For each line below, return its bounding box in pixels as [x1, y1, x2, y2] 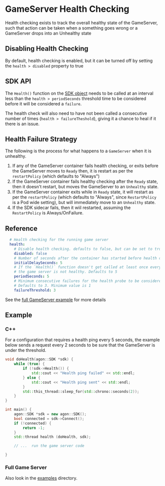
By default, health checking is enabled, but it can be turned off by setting [5, 58, 153, 64]
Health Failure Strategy [5, 135, 78, 143]
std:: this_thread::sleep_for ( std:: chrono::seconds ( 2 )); [23, 389, 139, 394]
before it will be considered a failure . [5, 101, 82, 106]
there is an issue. [5, 121, 40, 127]
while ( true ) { [14, 361, 45, 367]
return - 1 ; [23, 425, 45, 430]
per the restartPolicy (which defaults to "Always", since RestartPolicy [12, 194, 157, 200]
